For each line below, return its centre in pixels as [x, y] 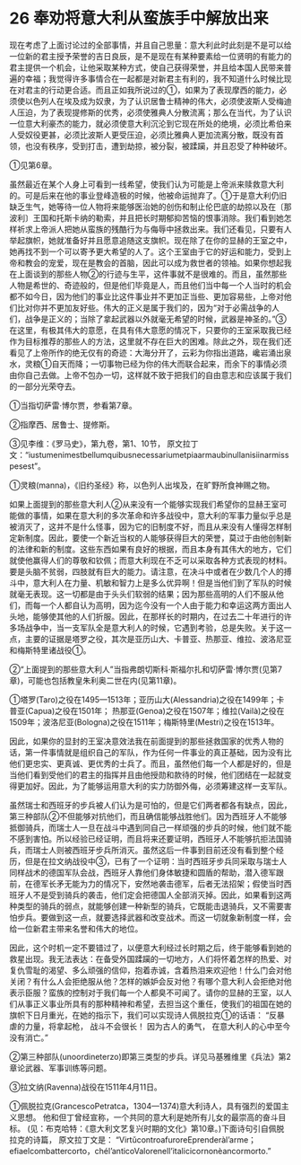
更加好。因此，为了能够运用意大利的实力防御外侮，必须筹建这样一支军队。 [154, 786]
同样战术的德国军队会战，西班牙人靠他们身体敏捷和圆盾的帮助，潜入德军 [142, 872]
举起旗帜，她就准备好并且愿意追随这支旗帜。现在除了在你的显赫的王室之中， [150, 240]
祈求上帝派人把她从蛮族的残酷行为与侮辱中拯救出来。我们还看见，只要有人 [154, 229]
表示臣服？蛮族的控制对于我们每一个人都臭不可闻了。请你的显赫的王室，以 [146, 993]
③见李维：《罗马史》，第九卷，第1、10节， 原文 [96, 443]
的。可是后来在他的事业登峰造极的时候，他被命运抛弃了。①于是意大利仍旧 [148, 195]
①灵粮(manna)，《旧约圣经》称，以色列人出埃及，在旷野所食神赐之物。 [142, 485]
